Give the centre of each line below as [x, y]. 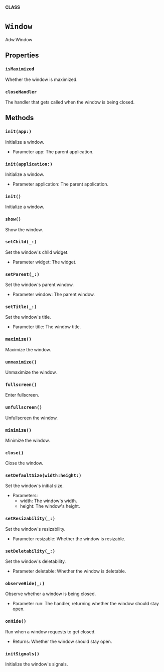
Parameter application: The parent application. [60, 184]
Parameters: [25, 496]
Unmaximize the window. [31, 372]
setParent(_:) [22, 274]
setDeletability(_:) [30, 551]
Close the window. [24, 463]
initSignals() [22, 654]
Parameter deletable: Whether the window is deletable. [69, 571]
